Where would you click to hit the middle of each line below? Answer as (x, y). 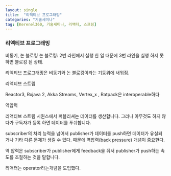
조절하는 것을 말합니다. (37, 157)
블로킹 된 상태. (29, 61)
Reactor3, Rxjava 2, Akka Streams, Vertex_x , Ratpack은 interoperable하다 (82, 94)
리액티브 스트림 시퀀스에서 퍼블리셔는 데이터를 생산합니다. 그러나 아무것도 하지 (83, 116)
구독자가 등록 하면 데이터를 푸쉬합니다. (53, 122)
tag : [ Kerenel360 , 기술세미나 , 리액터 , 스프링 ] (51, 24)
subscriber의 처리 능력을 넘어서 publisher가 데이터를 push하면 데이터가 (77, 133)
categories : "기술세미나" (30, 19)
